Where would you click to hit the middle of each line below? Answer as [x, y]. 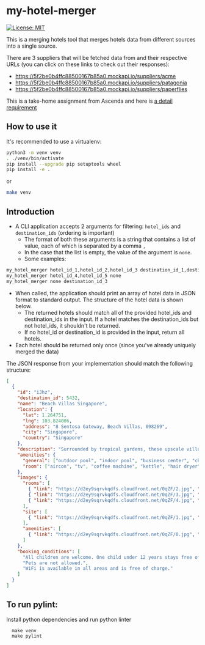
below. [23, 306]
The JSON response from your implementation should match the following [100, 363]
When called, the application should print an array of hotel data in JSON [106, 293]
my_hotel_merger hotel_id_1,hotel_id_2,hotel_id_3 [72, 270]
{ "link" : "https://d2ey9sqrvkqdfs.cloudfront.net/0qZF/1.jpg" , [112, 517]
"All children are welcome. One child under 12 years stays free [107, 557]
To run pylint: [32, 605]
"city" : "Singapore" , [50, 432]
